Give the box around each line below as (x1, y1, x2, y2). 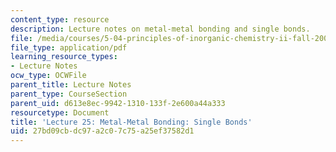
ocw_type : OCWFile (10, 71, 87, 81)
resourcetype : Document (10, 107, 110, 118)
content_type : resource (10, 14, 110, 25)
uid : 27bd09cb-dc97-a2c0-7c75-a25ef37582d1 (10, 126, 195, 136)
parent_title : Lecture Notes (10, 80, 132, 90)
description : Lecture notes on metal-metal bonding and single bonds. (10, 24, 311, 34)
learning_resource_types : (10, 52, 118, 62)
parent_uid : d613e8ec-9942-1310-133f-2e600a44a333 (10, 98, 226, 108)
